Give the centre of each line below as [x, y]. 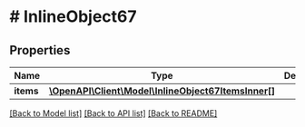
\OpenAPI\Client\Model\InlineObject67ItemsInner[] [162, 91]
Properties [40, 50]
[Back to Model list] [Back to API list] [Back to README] [113, 113]
